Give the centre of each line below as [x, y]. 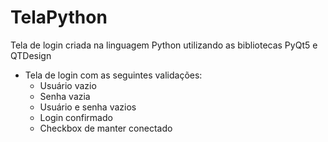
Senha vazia [65, 96]
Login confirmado [76, 117]
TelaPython [59, 17]
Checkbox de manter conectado [106, 128]
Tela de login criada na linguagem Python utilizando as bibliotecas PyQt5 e [164, 45]
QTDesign [31, 55]
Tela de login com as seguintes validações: [113, 75]
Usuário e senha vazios [88, 107]
